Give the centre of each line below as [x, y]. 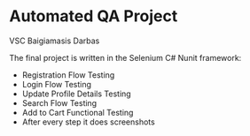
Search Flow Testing [59, 102]
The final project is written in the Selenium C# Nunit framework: [125, 57]
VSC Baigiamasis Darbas [55, 41]
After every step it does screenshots [88, 122]
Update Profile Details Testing [76, 94]
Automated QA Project [94, 16]
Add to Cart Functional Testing [78, 112]
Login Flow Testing [56, 84]
